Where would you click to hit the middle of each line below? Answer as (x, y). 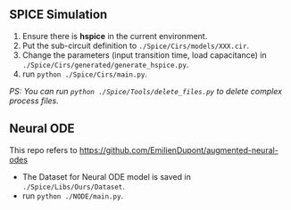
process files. (34, 101)
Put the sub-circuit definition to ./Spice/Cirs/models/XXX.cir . (136, 45)
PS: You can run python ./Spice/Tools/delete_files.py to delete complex (146, 91)
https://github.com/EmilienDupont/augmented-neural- (179, 149)
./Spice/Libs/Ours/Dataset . (73, 186)
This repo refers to (43, 149)
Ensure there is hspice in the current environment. (115, 36)
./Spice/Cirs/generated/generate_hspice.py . (105, 64)
